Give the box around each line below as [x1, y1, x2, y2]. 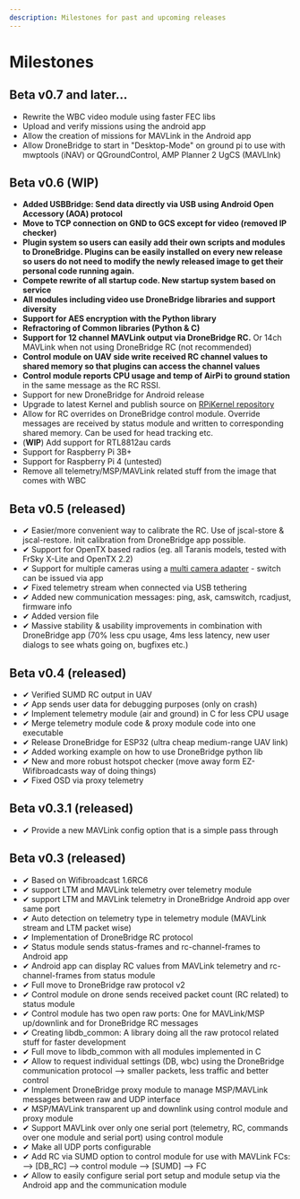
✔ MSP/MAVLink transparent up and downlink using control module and [21, 1103, 288, 1114]
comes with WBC [21, 475, 87, 486]
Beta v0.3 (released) [9, 851, 126, 866]
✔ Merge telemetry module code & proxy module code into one [21, 718, 256, 729]
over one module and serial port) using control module [21, 1132, 224, 1143]
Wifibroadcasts [21, 766, 79, 777]
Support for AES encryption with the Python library [21, 313, 217, 324]
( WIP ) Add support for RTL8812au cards [21, 437, 172, 448]
